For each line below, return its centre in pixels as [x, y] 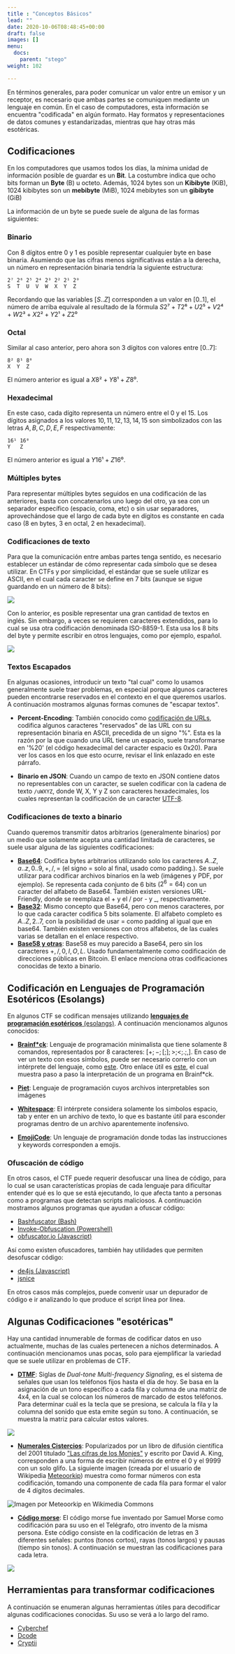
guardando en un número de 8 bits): [59, 586]
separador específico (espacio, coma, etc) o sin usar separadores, [103, 508]
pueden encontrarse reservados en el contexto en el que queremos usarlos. [117, 697]
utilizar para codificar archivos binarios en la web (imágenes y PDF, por [120, 875]
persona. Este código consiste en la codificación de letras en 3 [108, 1533]
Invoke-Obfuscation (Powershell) [65, 1229]
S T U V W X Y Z [42, 286]
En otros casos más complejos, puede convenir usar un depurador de [108, 1292]
